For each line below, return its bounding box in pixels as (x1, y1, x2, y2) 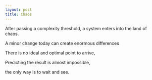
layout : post (5, 7, 32, 12)
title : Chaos (5, 12, 32, 17)
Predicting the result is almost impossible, (5, 59, 91, 65)
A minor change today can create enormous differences (5, 40, 120, 46)
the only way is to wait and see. (5, 69, 69, 75)
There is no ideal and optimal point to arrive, (5, 50, 96, 56)
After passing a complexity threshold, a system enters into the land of (5, 25, 147, 31)
